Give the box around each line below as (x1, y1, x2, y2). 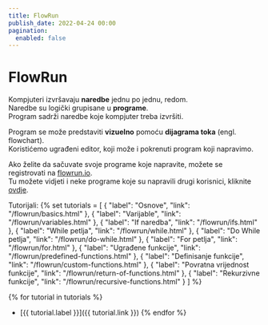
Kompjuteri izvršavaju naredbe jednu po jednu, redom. (8, 95, 188, 105)
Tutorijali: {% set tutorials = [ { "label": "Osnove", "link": (8, 200, 190, 210)
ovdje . (8, 185, 29, 195)
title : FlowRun (8, 11, 59, 20)
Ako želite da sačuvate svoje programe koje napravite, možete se (8, 160, 223, 169)
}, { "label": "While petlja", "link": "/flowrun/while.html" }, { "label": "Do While (8, 226, 261, 236)
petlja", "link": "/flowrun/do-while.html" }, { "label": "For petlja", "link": (8, 235, 238, 244)
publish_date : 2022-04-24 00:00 (8, 19, 116, 27)
